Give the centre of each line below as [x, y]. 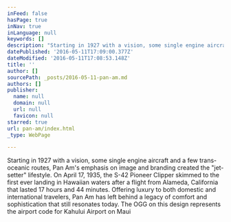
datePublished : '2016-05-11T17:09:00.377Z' [70, 52]
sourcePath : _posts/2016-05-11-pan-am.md [67, 77]
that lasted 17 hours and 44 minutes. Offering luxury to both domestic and [112, 190]
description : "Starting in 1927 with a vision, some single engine [106, 45]
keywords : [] [26, 39]
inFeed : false [27, 13]
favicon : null [33, 115]
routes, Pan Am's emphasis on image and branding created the [121, 168]
